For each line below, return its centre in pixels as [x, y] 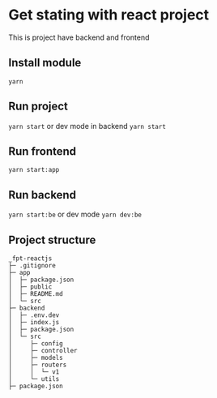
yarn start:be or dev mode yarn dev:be [75, 214]
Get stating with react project [109, 15]
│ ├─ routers [38, 365]
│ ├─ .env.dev [34, 315]
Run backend [43, 195]
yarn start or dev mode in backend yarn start [87, 126]
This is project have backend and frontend [79, 37]
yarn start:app [34, 170]
